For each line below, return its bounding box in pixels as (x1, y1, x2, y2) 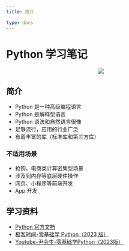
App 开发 (14, 187, 38, 194)
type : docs (6, 19, 34, 26)
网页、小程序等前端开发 (14, 180, 73, 187)
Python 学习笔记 (6, 47, 88, 61)
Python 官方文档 (14, 223, 56, 231)
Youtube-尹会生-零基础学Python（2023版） (14, 238, 124, 246)
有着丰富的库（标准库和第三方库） (14, 133, 100, 141)
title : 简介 (6, 8, 34, 15)
